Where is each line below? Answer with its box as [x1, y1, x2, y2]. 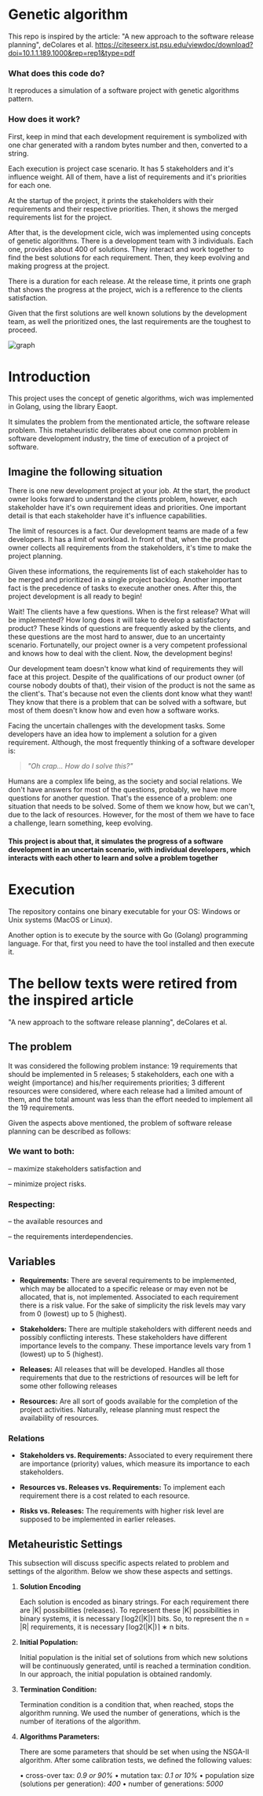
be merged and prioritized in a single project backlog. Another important [8, 575, 242, 585]
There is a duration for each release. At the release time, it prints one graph [8, 276, 251, 286]
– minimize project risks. [8, 1178, 86, 1189]
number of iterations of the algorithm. [19, 1717, 141, 1726]
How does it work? [8, 114, 81, 125]
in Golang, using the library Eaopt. [8, 402, 118, 411]
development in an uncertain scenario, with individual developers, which [8, 844, 251, 854]
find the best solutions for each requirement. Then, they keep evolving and [8, 253, 250, 262]
